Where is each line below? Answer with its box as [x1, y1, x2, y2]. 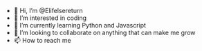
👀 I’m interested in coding [13, 14, 87, 22]
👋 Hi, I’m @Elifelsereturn [13, 7, 83, 14]
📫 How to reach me [13, 37, 71, 44]
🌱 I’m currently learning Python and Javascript [13, 21, 147, 29]
